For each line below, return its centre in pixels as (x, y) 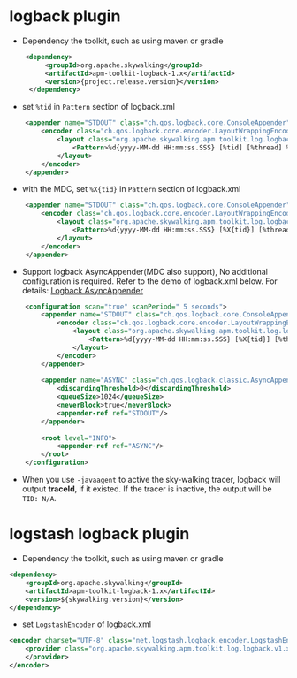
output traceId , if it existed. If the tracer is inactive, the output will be (147, 489)
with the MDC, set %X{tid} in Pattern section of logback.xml (131, 189)
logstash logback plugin (99, 534)
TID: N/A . (39, 499)
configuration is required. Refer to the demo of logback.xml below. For (150, 281)
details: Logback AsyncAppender (83, 290)
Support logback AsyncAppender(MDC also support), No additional (145, 271)
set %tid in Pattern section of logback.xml (98, 107)
